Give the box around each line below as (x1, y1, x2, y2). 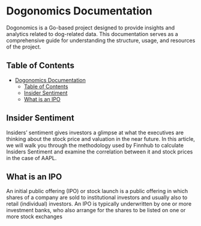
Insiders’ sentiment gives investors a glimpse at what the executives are (6, 129, 184, 136)
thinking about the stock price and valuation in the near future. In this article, (6, 135, 195, 142)
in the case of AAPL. (6, 154, 57, 161)
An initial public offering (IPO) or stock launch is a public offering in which (6, 188, 188, 195)
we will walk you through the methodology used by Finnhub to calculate (6, 141, 184, 149)
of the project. (6, 43, 41, 50)
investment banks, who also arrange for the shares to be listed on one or (6, 207, 186, 214)
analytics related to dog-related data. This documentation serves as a (6, 30, 178, 37)
